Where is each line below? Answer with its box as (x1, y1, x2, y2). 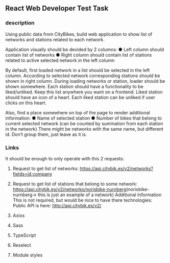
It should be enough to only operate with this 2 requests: (5, 155, 124, 161)
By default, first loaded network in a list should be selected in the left (5, 67, 150, 73)
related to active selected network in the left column (5, 57, 115, 63)
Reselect (12, 242, 32, 248)
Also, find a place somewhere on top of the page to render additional (5, 109, 151, 115)
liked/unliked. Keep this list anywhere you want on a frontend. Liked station (5, 89, 163, 95)
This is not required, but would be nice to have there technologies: (12, 197, 152, 203)
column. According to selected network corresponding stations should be (5, 73, 160, 79)
